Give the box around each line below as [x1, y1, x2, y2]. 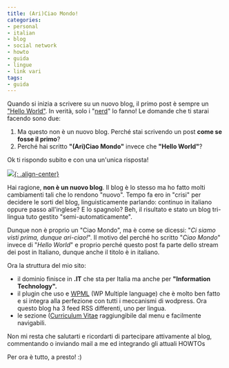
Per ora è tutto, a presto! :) [7, 353, 82, 361]
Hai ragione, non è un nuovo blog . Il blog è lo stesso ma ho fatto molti [7, 184, 206, 192]
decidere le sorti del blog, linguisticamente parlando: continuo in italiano [7, 198, 212, 206]
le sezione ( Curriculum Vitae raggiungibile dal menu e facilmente [17, 311, 201, 320]
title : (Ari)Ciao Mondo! [7, 10, 79, 17]
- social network [7, 42, 57, 49]
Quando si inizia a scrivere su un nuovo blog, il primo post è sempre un [7, 99, 209, 108]
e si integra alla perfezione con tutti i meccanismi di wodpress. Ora [17, 297, 207, 305]
